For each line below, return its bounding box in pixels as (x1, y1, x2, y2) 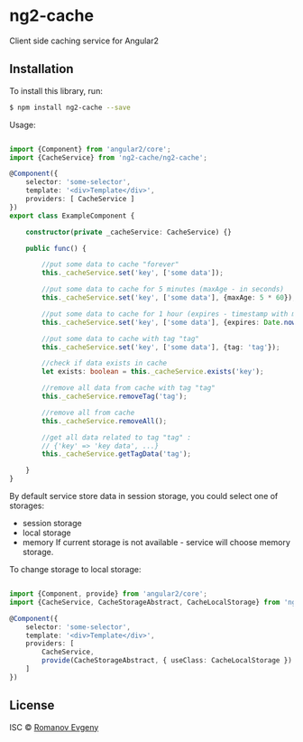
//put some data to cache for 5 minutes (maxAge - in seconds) (41, 285, 284, 294)
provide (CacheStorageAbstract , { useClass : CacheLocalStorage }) (41, 656, 293, 665)
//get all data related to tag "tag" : (41, 432, 192, 442)
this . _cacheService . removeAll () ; (41, 416, 168, 425)
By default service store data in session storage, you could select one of (9, 491, 279, 501)
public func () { (25, 244, 87, 253)
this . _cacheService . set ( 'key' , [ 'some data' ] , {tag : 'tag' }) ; (41, 342, 280, 352)
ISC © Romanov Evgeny (9, 721, 99, 732)
